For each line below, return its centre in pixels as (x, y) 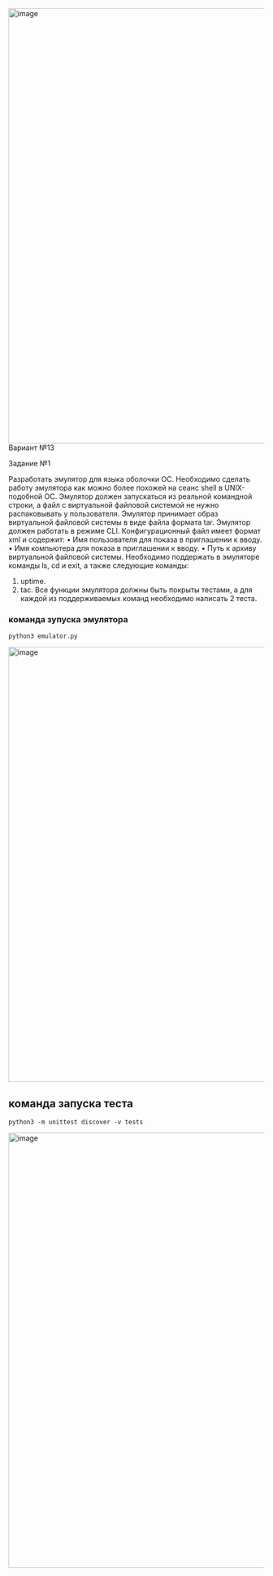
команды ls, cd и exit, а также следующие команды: (99, 565)
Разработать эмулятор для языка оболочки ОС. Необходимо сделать (129, 479)
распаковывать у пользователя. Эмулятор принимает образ (113, 513)
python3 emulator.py (43, 636)
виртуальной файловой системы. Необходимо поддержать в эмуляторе (134, 557)
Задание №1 (30, 463)
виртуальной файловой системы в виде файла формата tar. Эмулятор (130, 522)
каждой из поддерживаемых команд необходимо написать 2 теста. (139, 598)
